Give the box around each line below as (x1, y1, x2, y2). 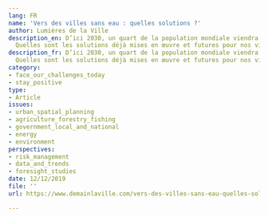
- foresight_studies (8, 168, 77, 176)
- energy (8, 130, 37, 138)
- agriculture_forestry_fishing (8, 116, 116, 124)
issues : (8, 101, 34, 108)
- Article (8, 93, 41, 101)
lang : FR (8, 11, 37, 20)
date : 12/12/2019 (8, 175, 66, 183)
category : (8, 64, 41, 72)
